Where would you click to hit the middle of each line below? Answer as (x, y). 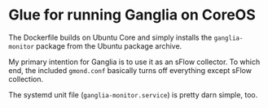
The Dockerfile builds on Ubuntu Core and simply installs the (110, 37)
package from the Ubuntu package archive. (109, 45)
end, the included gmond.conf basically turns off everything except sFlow (130, 70)
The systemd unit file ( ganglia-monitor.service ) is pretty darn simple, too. (133, 94)
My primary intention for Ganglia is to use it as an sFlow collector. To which (134, 62)
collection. (26, 79)
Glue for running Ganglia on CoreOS (132, 15)
